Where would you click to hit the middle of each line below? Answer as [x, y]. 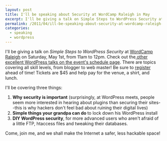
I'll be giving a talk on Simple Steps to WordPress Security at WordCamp [79, 51]
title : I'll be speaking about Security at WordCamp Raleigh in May [78, 14]
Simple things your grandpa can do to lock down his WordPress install [85, 113]
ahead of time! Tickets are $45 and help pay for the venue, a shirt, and [78, 72]
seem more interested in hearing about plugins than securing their [80, 102]
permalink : [16, 24]
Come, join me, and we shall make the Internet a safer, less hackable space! [83, 133]
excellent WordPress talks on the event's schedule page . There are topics [81, 62]
